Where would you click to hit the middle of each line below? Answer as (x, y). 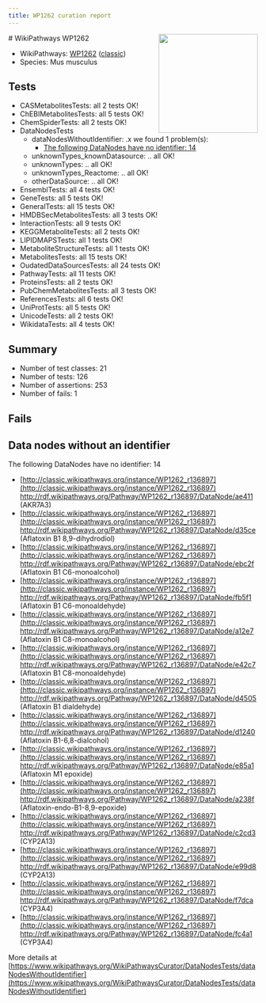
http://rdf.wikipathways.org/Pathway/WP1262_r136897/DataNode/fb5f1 (135, 598)
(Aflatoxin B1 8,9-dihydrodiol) (67, 538)
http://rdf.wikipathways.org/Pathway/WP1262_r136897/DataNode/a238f (137, 800)
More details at (32, 958)
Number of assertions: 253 (64, 386)
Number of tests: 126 (54, 377)
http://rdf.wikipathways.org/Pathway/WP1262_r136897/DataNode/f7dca (137, 900)
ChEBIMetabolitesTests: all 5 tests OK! (82, 114)
